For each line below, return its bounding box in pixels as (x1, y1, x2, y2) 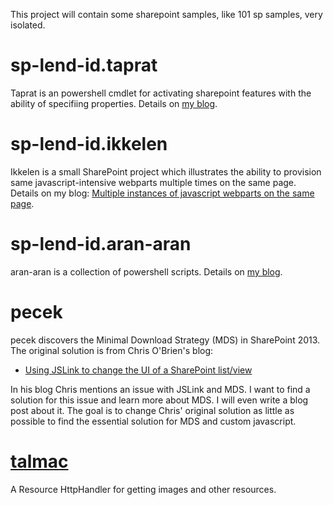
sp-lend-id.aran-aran (10, 233, 192, 256)
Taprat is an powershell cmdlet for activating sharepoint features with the (10, 87, 312, 99)
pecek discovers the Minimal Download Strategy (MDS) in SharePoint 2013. (10, 334, 321, 346)
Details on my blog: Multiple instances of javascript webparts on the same (10, 187, 315, 199)
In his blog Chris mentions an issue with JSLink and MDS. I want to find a (10, 383, 311, 395)
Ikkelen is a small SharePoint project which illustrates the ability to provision (10, 165, 322, 178)
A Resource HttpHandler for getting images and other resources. (10, 483, 277, 495)
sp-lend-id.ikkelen (10, 133, 168, 156)
